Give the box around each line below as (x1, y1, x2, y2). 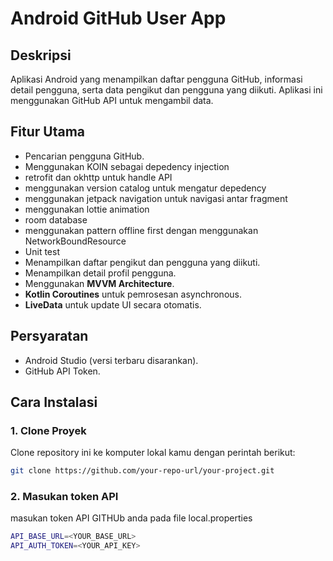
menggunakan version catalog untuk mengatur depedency (24, 182, 267, 194)
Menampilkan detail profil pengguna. (24, 267, 177, 279)
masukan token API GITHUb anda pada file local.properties (10, 512, 253, 524)
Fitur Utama (10, 123, 86, 141)
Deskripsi (10, 47, 72, 64)
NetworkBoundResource (24, 235, 127, 247)
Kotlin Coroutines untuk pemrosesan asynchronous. (24, 288, 242, 300)
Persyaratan (10, 328, 89, 345)
